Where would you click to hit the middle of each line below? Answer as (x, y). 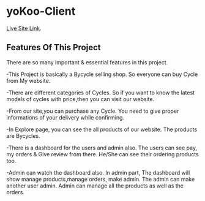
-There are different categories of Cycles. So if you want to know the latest (100, 93)
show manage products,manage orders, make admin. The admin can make (101, 179)
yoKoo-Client (41, 11)
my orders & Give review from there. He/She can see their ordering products (102, 154)
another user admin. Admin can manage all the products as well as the (95, 186)
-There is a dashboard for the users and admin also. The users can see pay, (102, 148)
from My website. (28, 80)
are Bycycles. (24, 135)
